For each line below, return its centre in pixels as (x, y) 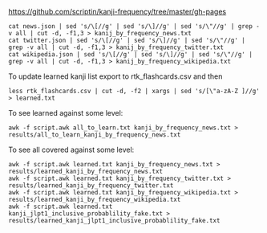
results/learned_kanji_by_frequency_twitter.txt (91, 186)
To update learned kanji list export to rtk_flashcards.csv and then (115, 76)
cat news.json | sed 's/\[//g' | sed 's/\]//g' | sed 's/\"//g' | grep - (134, 27)
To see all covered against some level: (71, 149)
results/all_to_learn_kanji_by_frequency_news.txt (95, 135)
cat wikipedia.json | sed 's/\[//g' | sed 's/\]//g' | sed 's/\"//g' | (130, 55)
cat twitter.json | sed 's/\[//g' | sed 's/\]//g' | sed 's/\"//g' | (127, 40)
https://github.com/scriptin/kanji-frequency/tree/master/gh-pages (117, 12)
